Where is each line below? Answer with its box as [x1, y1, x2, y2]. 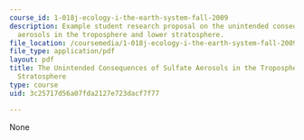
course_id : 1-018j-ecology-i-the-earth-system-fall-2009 [9, 13, 229, 23]
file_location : [9, 38, 67, 48]
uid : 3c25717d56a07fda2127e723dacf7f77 [9, 89, 160, 98]
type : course [9, 80, 59, 89]
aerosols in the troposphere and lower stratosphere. [17, 30, 224, 39]
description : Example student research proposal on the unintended [9, 22, 270, 31]
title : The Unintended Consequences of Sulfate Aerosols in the [9, 64, 257, 73]
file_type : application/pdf [9, 47, 116, 56]
